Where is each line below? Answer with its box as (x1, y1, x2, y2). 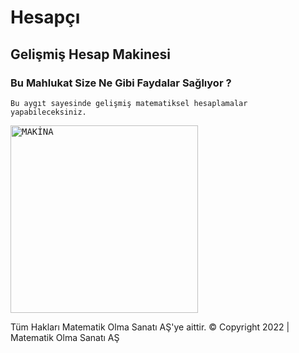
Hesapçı (10, 6, 81, 29)
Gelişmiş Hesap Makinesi (10, 46, 172, 63)
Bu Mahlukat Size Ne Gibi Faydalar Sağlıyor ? (10, 76, 232, 90)
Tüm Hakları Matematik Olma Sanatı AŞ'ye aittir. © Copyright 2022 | (10, 321, 290, 333)
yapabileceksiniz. (10, 107, 87, 117)
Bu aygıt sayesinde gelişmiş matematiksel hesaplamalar (10, 98, 248, 108)
